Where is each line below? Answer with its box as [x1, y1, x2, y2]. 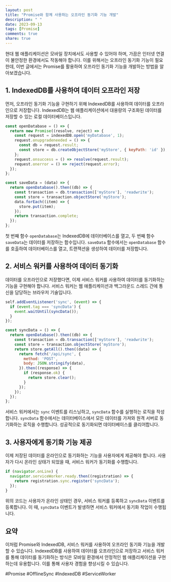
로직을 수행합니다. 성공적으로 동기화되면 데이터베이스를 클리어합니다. [22, 422, 160, 428]
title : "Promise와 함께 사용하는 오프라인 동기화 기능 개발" [5, 12, 119, 17]
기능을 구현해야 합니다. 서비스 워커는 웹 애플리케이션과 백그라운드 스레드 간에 [5, 283, 158, 289]
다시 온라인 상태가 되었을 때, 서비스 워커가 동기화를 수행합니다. [14, 459, 139, 465]
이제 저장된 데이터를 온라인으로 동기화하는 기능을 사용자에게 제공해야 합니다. [5, 452, 157, 458]
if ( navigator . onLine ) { [5, 469, 58, 474]
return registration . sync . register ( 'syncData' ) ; [14, 478, 120, 483]
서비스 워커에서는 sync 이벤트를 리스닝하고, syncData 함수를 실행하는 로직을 [5, 409, 156, 415]
